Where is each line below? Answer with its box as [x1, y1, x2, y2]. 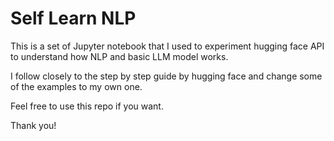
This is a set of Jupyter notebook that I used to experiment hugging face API [10, 40, 325, 52]
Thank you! [10, 119, 57, 131]
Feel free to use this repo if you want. [10, 100, 164, 112]
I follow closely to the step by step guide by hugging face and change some [10, 70, 323, 82]
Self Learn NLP [10, 7, 137, 30]
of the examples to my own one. [10, 80, 143, 92]
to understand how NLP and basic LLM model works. [10, 50, 229, 62]
